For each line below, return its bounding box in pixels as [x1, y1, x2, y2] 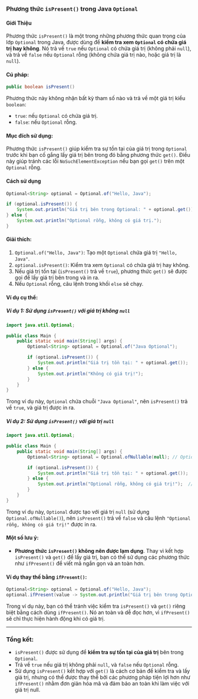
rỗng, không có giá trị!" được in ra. [6, 520, 97, 527]
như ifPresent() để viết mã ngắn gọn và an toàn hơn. [14, 560, 146, 567]
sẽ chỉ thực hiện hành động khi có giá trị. [6, 615, 105, 622]
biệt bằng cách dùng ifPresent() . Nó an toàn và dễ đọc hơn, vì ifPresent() [6, 609, 190, 616]
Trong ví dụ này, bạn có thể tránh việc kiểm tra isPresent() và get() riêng [6, 603, 186, 609]
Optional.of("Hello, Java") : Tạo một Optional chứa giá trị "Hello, [14, 249, 178, 256]
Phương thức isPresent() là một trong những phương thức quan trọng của [6, 32, 186, 39]
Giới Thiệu [6, 19, 32, 27]
